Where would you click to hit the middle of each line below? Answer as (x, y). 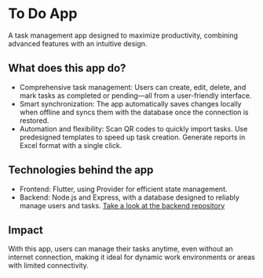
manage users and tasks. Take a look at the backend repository (122, 205)
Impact (26, 230)
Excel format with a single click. (71, 145)
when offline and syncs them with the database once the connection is (134, 112)
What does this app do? (67, 69)
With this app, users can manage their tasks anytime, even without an (121, 249)
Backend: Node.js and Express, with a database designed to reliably (129, 197)
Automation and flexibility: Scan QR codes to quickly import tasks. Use (133, 128)
